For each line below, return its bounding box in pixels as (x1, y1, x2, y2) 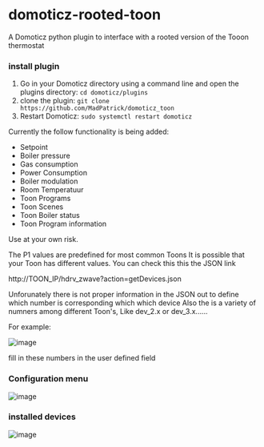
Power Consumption (19, 168, 88, 178)
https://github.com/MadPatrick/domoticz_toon (19, 104, 174, 113)
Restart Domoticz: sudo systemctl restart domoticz (19, 111, 193, 121)
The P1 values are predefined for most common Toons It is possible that (8, 250, 246, 260)
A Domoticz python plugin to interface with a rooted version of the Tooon (8, 32, 250, 42)
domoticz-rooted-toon (8, 6, 162, 24)
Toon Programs (19, 194, 71, 203)
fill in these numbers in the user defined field (8, 353, 156, 363)
